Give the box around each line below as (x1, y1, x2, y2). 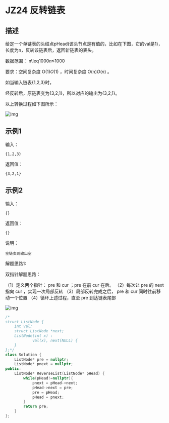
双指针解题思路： (5, 271, 41, 277)
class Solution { (5, 352, 42, 357)
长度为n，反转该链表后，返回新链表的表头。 (5, 47, 97, 53)
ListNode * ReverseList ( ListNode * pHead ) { (14, 371, 105, 376)
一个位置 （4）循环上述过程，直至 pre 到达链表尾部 (9, 294, 116, 300)
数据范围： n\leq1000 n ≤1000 (5, 58, 65, 64)
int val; (14, 324, 33, 329)
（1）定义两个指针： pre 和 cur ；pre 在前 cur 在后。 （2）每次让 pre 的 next (5, 282, 164, 288)
